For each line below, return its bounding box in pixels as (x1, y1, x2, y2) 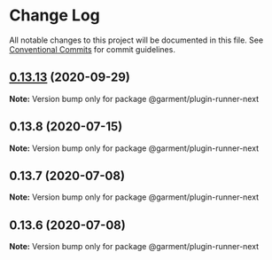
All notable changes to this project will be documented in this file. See (9, 35, 264, 45)
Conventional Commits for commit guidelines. (9, 43, 175, 54)
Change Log (9, 5, 100, 26)
